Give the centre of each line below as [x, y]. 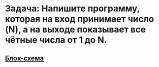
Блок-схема [25, 58]
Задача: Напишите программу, [72, 9]
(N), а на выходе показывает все [76, 30]
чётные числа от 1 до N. [56, 40]
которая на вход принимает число [79, 19]
